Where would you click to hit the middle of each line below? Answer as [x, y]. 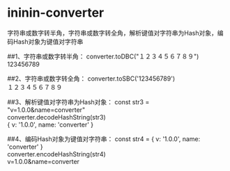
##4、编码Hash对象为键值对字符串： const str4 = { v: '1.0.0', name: [104, 139]
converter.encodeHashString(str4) [56, 154]
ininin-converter [56, 13]
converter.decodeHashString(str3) [56, 117]
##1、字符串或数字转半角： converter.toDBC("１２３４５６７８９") [103, 56]
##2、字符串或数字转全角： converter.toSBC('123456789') [91, 79]
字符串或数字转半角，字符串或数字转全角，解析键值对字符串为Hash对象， [112, 33]
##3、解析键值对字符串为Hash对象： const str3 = [78, 101]
